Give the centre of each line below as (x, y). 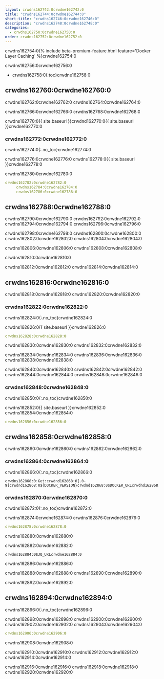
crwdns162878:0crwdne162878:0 (36, 526)
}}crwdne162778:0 (24, 164)
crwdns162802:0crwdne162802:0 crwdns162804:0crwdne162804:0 (74, 239)
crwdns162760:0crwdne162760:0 (58, 90)
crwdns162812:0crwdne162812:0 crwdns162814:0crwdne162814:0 (72, 267)
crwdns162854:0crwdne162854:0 (39, 413)
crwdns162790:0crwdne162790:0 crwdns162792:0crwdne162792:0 (73, 219)
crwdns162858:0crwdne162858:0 (58, 437)
